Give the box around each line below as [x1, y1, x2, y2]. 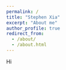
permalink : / [6, 8, 39, 15]
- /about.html [11, 42, 47, 48]
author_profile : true [6, 25, 61, 31]
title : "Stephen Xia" [6, 14, 61, 20]
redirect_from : [6, 31, 44, 37]
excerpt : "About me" [6, 20, 58, 26]
